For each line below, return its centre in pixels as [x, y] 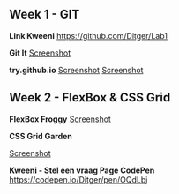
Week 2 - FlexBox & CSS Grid [90, 97]
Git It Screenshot [40, 53]
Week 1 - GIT [45, 15]
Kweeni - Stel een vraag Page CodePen [82, 170]
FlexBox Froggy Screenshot [60, 119]
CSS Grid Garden [41, 136]
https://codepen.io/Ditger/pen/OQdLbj [78, 179]
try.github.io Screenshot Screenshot [76, 70]
